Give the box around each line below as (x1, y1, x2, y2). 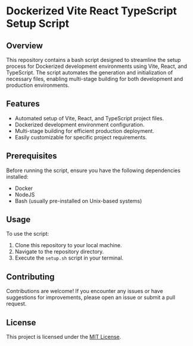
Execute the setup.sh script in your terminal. (14, 254, 124, 261)
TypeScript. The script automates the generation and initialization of (6, 69, 173, 76)
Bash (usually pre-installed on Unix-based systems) (14, 197, 142, 204)
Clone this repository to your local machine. (14, 242, 122, 249)
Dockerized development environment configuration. (14, 121, 145, 128)
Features (6, 99, 40, 109)
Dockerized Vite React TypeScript (6, 4, 178, 18)
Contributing (6, 272, 55, 282)
